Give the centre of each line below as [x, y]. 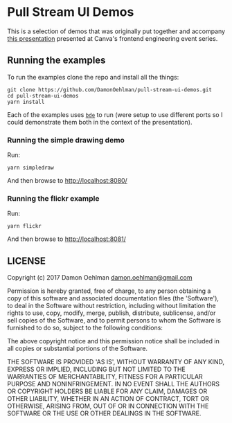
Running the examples [56, 61]
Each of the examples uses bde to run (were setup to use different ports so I [115, 114]
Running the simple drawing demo [66, 140]
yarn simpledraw [30, 168]
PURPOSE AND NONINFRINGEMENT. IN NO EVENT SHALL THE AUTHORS [114, 384]
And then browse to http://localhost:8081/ [67, 239]
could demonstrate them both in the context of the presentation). [100, 122]
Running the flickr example [53, 198]
